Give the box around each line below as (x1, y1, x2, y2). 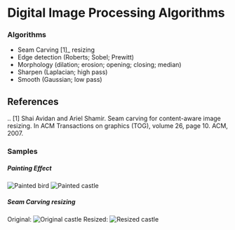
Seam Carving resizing (7, 197, 76, 206)
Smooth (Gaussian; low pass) (17, 76, 103, 84)
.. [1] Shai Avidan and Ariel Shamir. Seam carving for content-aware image (7, 114, 221, 123)
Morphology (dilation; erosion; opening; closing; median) (17, 61, 182, 69)
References (7, 96, 59, 108)
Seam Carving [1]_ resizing (17, 45, 95, 54)
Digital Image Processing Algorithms (7, 5, 225, 21)
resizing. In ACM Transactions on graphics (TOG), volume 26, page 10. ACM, (7, 122, 228, 130)
